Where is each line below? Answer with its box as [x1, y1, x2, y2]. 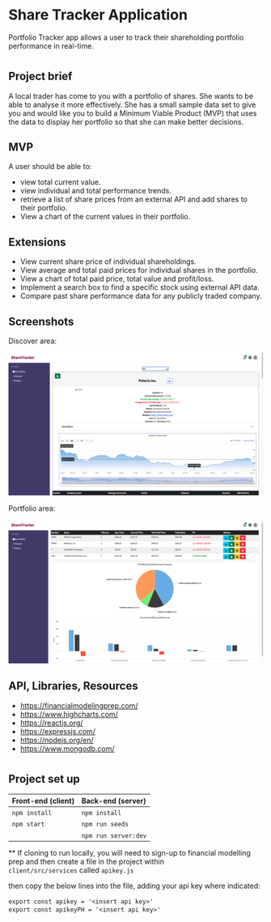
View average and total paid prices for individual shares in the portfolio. [19, 266, 259, 275]
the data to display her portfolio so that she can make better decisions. [8, 117, 244, 126]
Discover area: [8, 336, 57, 346]
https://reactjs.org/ [19, 718, 83, 728]
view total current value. [19, 177, 101, 187]
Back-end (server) [81, 796, 147, 805]
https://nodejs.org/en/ [19, 735, 95, 745]
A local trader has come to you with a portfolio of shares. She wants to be [8, 91, 253, 100]
